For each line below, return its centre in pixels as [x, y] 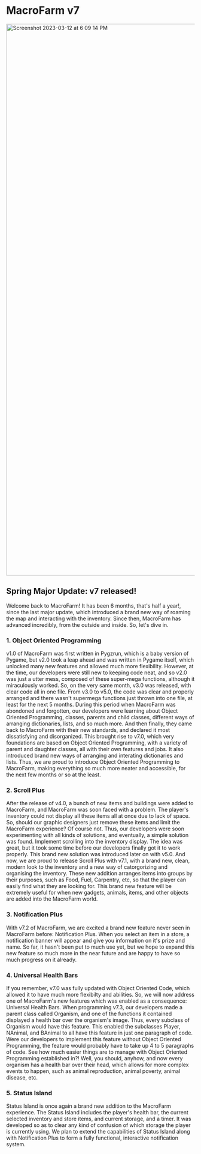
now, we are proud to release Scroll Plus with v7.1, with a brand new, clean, [98, 861]
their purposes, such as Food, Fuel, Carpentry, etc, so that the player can [96, 880]
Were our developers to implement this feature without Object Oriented [94, 1039]
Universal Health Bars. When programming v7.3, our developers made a [95, 1007]
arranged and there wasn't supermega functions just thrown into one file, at [99, 698]
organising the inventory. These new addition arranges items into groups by [99, 874]
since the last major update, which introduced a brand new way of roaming [99, 612]
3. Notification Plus [35, 914]
